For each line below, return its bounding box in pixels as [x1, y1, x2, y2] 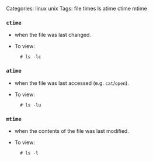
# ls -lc [20, 54, 41, 60]
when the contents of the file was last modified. [14, 127, 130, 134]
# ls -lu [20, 102, 41, 108]
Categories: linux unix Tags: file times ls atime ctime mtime [6, 5, 147, 12]
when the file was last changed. [14, 32, 92, 39]
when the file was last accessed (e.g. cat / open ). [14, 79, 130, 87]
